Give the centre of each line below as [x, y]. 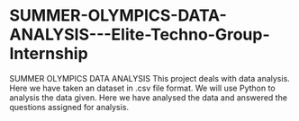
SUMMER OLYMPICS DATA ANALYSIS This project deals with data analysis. [149, 78]
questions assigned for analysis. [69, 107]
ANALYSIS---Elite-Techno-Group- [140, 35]
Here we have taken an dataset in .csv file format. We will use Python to [143, 88]
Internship [49, 54]
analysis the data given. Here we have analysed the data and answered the [149, 97]
